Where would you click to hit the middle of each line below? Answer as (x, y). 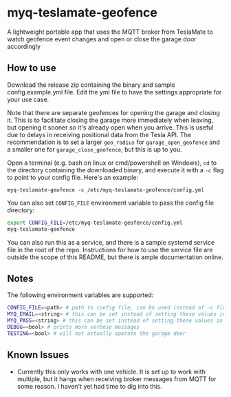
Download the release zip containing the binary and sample (91, 85)
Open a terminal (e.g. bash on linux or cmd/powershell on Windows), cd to (112, 163)
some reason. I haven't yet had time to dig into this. (90, 386)
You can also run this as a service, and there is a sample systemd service (111, 242)
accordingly (24, 46)
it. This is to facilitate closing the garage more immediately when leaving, (110, 120)
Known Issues (38, 355)
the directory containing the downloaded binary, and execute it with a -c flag (115, 170)
